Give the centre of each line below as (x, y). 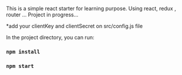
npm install (23, 52)
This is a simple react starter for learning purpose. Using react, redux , (91, 8)
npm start (20, 66)
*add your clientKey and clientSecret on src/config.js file (74, 26)
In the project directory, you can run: (50, 37)
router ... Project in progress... (42, 15)
